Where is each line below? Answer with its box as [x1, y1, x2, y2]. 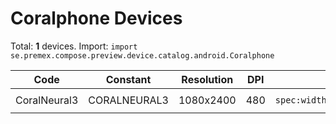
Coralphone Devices [10, 7, 183, 30]
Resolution [181, 72, 234, 86]
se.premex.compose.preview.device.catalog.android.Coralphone [10, 50, 275, 61]
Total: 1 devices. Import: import [10, 40, 138, 52]
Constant [105, 72, 152, 86]
